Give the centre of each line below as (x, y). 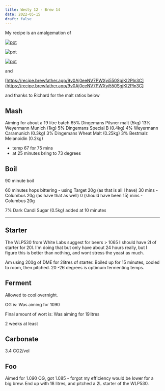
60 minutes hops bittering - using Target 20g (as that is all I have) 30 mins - (82, 190)
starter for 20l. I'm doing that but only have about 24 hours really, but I (76, 248)
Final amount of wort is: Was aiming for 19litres (52, 314)
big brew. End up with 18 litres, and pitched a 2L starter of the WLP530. (77, 384)
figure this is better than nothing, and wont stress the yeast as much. (75, 252)
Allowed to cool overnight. (31, 295)
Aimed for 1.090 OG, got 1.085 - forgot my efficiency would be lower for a (79, 378)
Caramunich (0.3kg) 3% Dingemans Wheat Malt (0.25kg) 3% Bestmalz (77, 133)
